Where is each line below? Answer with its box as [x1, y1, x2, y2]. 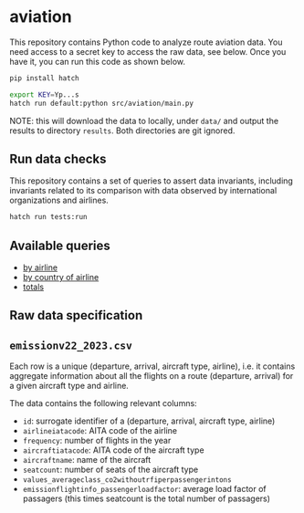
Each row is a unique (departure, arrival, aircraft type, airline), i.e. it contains [9, 361, 296, 372]
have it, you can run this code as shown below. [9, 56, 185, 67]
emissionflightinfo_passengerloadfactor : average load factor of [22, 484, 267, 495]
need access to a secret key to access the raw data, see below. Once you [9, 46, 287, 57]
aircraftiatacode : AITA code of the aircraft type [22, 445, 204, 455]
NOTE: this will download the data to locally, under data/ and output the [9, 115, 279, 126]
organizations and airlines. [9, 194, 110, 206]
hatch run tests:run [9, 213, 89, 222]
